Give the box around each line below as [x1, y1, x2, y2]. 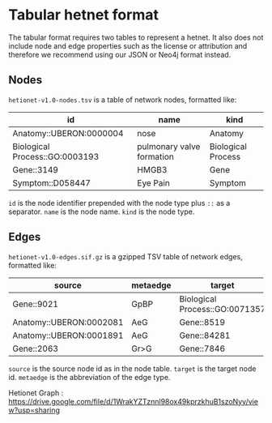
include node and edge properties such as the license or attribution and [8, 41, 248, 50]
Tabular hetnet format [8, 6, 159, 24]
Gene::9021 [12, 298, 59, 310]
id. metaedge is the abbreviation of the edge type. [8, 372, 171, 382]
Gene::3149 [12, 164, 59, 175]
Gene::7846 [179, 343, 225, 354]
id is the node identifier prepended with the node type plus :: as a [8, 198, 231, 207]
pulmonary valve [137, 140, 201, 152]
